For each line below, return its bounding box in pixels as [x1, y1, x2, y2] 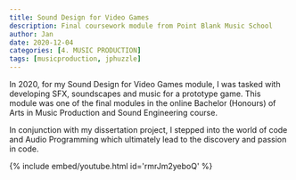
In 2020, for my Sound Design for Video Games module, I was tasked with [9, 79, 281, 89]
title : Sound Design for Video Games [9, 12, 150, 22]
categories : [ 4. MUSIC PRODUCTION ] [9, 46, 142, 55]
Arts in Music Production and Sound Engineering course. [9, 108, 218, 118]
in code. [9, 143, 39, 154]
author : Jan [9, 29, 53, 38]
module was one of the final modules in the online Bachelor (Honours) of [9, 98, 276, 108]
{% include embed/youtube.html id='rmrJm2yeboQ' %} [9, 161, 213, 171]
